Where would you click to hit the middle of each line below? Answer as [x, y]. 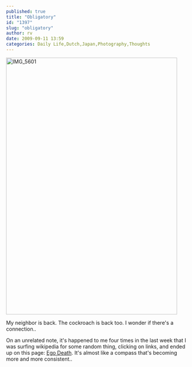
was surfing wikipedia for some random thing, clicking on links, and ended [96, 347]
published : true [26, 11]
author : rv [19, 33]
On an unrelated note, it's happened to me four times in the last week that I [96, 340]
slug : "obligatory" [30, 28]
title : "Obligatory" [31, 17]
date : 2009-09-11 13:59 [35, 39]
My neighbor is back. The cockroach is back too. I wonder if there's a [90, 323]
